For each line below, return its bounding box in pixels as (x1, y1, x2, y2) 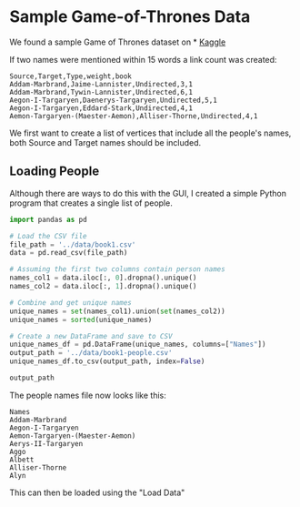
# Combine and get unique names (9, 298, 132, 307)
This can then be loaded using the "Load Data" (9, 487, 185, 498)
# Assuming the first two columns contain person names (9, 265, 225, 274)
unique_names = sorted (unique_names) (9, 315, 153, 324)
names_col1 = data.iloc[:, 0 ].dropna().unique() (9, 273, 197, 283)
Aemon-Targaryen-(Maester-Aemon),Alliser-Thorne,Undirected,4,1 (9, 111, 258, 120)
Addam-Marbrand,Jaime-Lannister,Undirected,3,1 (9, 79, 194, 88)
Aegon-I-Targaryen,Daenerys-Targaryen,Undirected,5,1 (9, 96, 218, 105)
